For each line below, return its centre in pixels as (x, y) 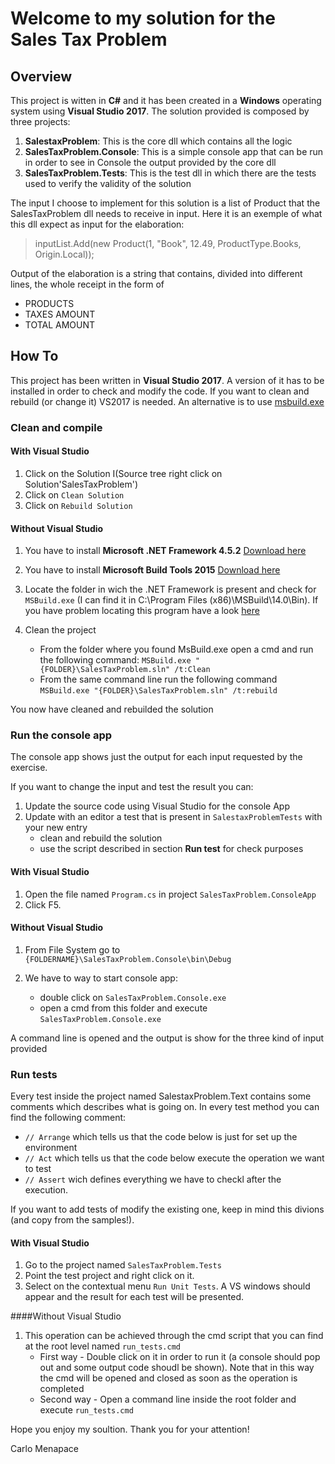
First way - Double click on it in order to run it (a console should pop (180, 1357)
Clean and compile (56, 427)
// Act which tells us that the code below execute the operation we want (174, 1158)
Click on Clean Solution (74, 494)
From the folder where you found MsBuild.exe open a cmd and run (176, 649)
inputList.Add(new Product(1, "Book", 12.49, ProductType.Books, (168, 243)
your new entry (56, 828)
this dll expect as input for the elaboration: (97, 224)
